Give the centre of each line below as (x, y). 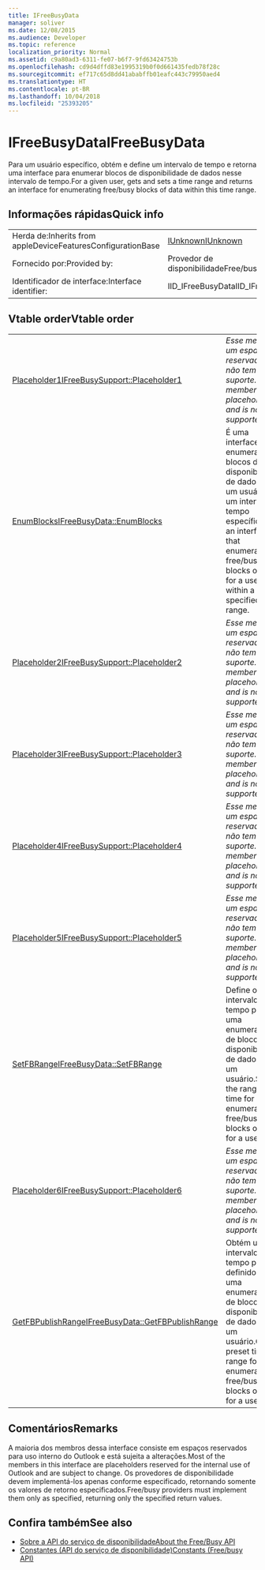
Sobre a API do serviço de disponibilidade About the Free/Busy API (127, 1542)
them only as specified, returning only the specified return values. (115, 1498)
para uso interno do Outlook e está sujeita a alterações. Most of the (117, 1456)
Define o (242, 990)
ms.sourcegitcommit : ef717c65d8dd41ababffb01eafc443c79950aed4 (114, 74)
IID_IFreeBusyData (202, 286)
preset (238, 1351)
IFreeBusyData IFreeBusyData (107, 143)
